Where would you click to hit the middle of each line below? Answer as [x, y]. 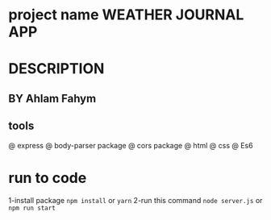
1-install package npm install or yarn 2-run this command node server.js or [135, 200]
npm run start [32, 208]
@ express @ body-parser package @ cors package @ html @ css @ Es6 [131, 145]
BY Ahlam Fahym [52, 98]
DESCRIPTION [56, 69]
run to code [48, 178]
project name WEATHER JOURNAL [126, 15]
